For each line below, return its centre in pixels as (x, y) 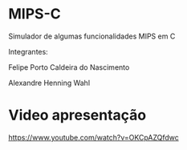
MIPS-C (35, 14)
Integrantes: (28, 51)
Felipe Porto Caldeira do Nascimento (69, 67)
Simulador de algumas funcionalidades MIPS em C (92, 36)
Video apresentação (77, 115)
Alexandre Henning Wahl (49, 83)
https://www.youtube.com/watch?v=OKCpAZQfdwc (93, 137)
